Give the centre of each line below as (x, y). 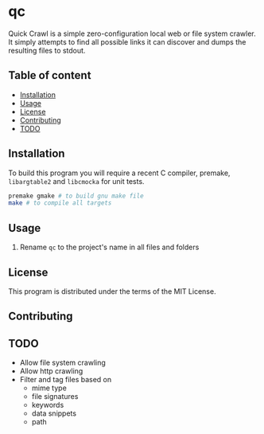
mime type (49, 388)
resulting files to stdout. (47, 50)
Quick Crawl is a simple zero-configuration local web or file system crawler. (132, 33)
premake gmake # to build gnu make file (76, 196)
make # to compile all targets (60, 203)
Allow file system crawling (62, 363)
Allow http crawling (51, 371)
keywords (48, 405)
